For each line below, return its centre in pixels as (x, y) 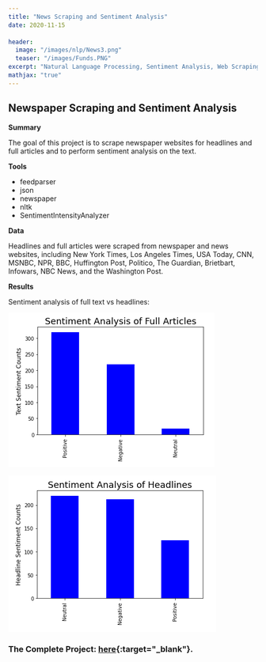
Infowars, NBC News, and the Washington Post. (86, 271)
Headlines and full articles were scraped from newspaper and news (118, 246)
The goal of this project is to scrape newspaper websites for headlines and (130, 142)
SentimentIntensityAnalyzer (64, 215)
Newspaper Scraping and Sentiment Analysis (123, 108)
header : (21, 42)
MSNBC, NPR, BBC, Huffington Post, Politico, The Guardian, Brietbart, (122, 263)
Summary (25, 127)
